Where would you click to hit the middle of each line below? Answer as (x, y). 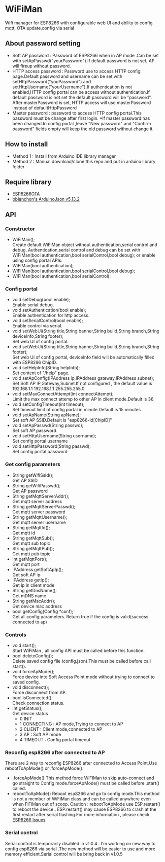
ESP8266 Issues (29, 820)
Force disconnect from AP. (39, 692)
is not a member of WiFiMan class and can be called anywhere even (82, 799)
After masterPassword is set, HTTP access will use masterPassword (82, 103)
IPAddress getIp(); (31, 580)
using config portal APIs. (37, 260)
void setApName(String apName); (47, 415)
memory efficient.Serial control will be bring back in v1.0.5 (64, 854)
